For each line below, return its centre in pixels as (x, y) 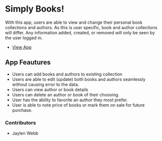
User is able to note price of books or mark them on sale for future (78, 105)
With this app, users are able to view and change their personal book (74, 22)
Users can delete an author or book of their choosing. (66, 94)
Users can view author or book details (50, 89)
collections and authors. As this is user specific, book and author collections (81, 27)
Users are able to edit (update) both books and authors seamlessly (79, 79)
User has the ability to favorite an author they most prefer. (70, 100)
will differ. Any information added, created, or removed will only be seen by (80, 32)
